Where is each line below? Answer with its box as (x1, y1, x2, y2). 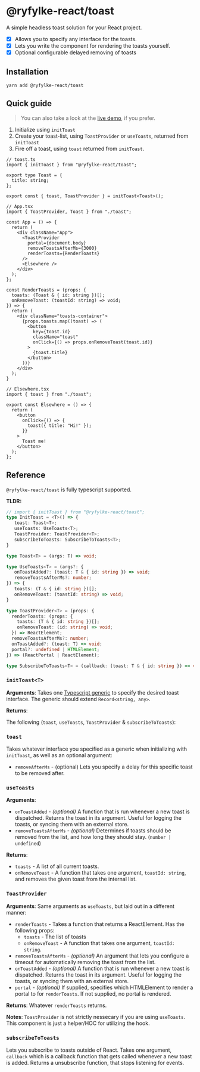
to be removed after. (14, 770, 65, 777)
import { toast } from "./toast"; (6, 391, 92, 397)
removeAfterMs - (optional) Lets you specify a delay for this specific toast (14, 763, 193, 770)
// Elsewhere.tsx (6, 386, 49, 392)
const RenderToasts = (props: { (6, 287, 86, 293)
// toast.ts (6, 156, 36, 162)
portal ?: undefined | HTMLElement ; (11, 646, 100, 652)
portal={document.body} (27, 240, 86, 246)
